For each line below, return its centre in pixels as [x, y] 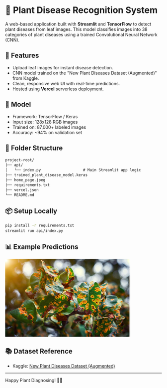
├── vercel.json [22, 190]
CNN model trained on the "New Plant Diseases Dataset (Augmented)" [85, 73]
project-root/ [20, 160]
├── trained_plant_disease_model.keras [46, 175]
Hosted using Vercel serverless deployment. [58, 89]
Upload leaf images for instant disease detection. [63, 67]
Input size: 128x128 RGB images [45, 122]
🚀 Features [22, 56]
